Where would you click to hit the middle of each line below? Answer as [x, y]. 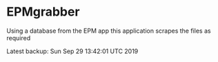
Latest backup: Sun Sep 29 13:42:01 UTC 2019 [72, 51]
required [19, 37]
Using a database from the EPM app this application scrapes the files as [109, 31]
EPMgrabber [43, 12]
